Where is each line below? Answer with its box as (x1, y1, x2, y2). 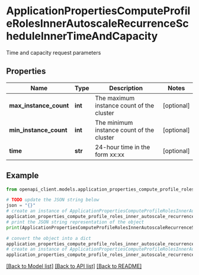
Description (109, 84, 143, 92)
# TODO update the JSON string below (6, 197, 99, 203)
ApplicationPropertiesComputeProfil (6, 4, 191, 18)
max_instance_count (9, 101, 69, 109)
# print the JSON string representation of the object (6, 219, 145, 225)
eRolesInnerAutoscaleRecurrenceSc (6, 17, 190, 30)
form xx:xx (95, 150, 124, 159)
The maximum (95, 94, 135, 102)
